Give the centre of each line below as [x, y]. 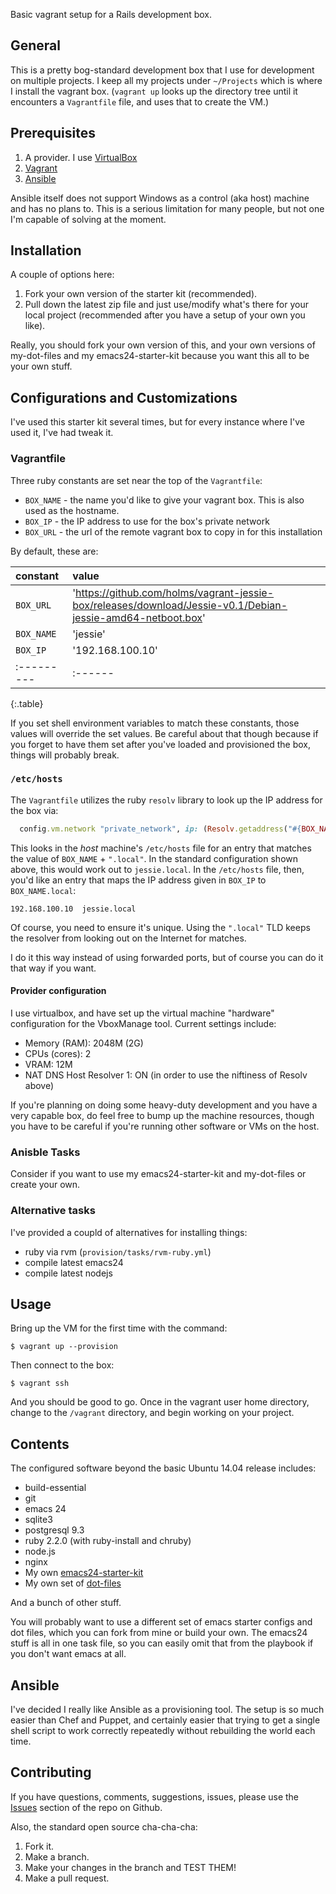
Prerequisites [53, 133]
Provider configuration [58, 991]
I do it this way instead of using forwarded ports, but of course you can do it [167, 957]
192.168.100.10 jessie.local [73, 909]
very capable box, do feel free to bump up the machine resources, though [162, 1115]
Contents [40, 1444]
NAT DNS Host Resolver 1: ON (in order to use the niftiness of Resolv [166, 1075]
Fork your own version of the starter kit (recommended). [141, 294]
